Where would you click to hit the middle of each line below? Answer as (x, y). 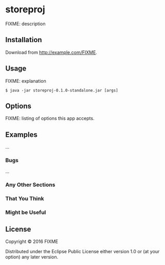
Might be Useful (26, 213)
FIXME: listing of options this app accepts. (50, 118)
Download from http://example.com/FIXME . (51, 52)
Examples (21, 135)
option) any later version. (32, 257)
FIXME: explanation (26, 81)
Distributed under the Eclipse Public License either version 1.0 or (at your (82, 252)
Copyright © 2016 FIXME (32, 242)
